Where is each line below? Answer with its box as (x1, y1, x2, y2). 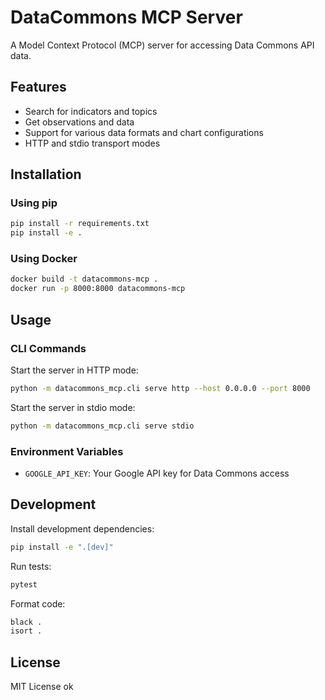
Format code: (10, 597, 66, 610)
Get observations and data (24, 116, 135, 128)
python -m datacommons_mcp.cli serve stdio (10, 421, 195, 431)
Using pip (10, 196, 58, 210)
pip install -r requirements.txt (10, 219, 150, 229)
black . (10, 617, 43, 627)
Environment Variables (10, 444, 124, 458)
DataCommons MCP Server (10, 6, 243, 29)
